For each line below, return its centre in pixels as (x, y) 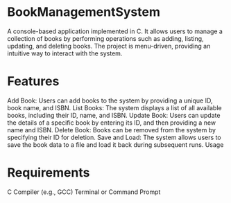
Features (33, 81)
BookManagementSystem (84, 12)
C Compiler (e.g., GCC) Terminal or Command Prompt (84, 192)
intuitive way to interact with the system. (65, 53)
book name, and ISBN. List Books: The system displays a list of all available (114, 107)
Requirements (49, 173)
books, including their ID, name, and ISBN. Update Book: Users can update (114, 115)
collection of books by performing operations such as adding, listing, (105, 38)
